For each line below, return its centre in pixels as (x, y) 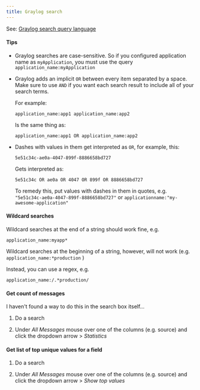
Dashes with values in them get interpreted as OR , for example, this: (97, 147)
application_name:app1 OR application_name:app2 (76, 136)
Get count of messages (36, 293)
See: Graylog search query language (51, 29)
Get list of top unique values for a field (54, 349)
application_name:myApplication (55, 67)
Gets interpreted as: (39, 169)
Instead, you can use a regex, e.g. (48, 270)
